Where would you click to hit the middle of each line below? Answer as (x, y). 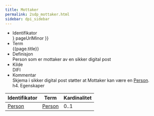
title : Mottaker (22, 10)
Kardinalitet (78, 98)
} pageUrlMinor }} (30, 38)
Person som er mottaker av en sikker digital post (62, 59)
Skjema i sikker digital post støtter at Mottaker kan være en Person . (81, 80)
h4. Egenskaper (28, 86)
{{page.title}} (26, 49)
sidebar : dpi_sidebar (27, 19)
